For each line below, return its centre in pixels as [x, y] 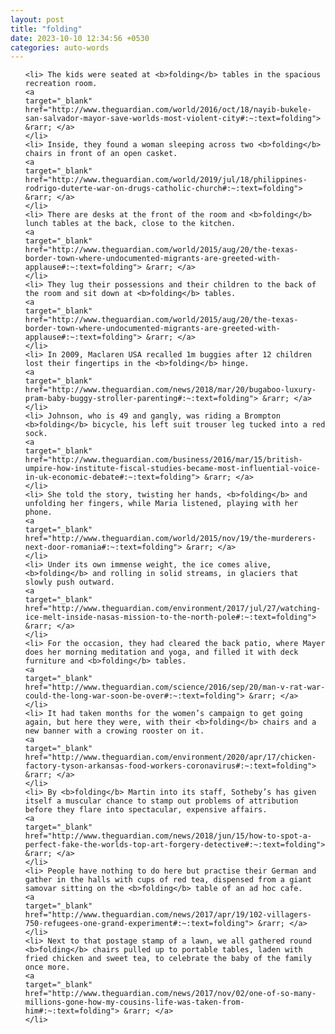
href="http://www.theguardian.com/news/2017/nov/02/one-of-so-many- [170, 994]
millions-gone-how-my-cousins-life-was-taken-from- [134, 1002]
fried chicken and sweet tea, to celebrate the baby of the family [168, 959]
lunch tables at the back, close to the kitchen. [130, 224]
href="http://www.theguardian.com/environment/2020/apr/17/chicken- [170, 757]
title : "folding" [46, 29]
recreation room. [61, 84]
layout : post [37, 19]
